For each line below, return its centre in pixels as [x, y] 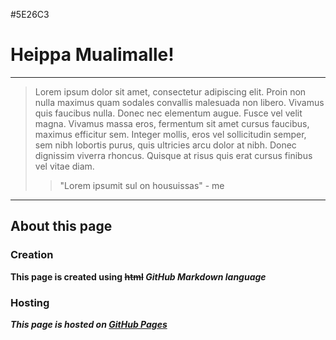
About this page [61, 226]
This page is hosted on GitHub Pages [89, 324]
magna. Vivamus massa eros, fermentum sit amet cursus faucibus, [172, 123]
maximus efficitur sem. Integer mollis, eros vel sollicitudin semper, [170, 134]
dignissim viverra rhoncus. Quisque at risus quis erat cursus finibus [173, 155]
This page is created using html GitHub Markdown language [138, 276]
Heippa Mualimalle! [92, 55]
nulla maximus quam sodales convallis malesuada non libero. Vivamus [179, 102]
